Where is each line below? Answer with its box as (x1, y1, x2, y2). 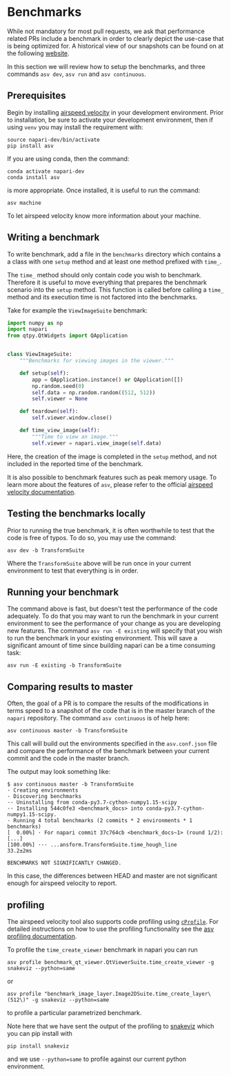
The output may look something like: (7, 768, 111, 776)
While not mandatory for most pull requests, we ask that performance (7, 27, 205, 35)
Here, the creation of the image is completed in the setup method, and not (7, 452, 217, 461)
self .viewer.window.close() (32, 414, 112, 422)
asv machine (7, 199, 41, 206)
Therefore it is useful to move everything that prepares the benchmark (7, 278, 207, 286)
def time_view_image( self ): (19, 427, 100, 434)
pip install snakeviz (7, 1042, 70, 1050)
